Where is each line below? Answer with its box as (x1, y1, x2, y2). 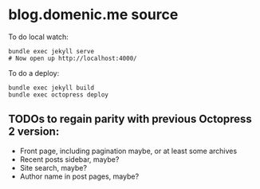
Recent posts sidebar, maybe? (19, 154, 120, 164)
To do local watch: (8, 32, 69, 41)
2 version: (8, 125, 60, 139)
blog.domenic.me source (8, 6, 179, 24)
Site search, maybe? (19, 163, 88, 172)
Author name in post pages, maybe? (19, 171, 140, 181)
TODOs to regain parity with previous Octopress (8, 112, 253, 126)
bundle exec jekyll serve (8, 47, 94, 55)
